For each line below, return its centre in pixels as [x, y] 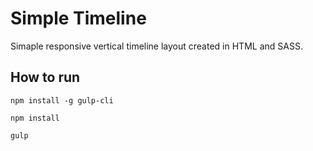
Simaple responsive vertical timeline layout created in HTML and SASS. [156, 46]
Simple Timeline [78, 18]
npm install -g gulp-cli [62, 100]
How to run [45, 77]
